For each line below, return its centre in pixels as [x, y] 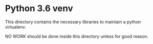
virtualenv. [16, 27]
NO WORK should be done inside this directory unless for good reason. [77, 36]
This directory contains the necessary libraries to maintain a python [73, 22]
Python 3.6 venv [39, 8]
